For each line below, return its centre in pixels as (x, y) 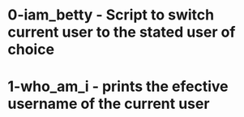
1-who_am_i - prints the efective (118, 87)
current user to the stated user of (122, 32)
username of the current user (109, 104)
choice (31, 50)
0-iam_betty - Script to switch (111, 15)
